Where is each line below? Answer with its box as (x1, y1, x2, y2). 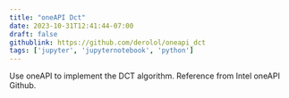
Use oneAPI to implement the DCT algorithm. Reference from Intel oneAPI (9, 70, 280, 81)
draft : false (9, 29, 58, 38)
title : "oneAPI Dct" (9, 12, 87, 22)
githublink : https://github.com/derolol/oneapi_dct (9, 37, 206, 47)
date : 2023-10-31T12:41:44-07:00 (9, 21, 134, 30)
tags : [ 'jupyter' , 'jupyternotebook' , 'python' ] (9, 46, 194, 55)
